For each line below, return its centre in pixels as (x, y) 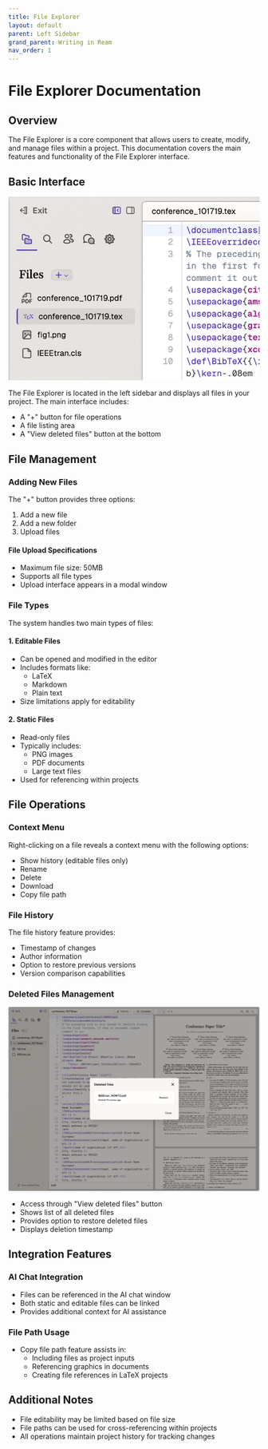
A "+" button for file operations (71, 417)
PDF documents (58, 762)
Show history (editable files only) (74, 860)
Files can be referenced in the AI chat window (95, 1294)
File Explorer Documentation (105, 91)
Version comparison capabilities (73, 973)
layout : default (35, 25)
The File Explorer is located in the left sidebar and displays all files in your (129, 393)
